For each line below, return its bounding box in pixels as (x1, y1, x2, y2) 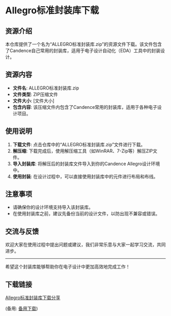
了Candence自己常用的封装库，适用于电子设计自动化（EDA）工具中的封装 (5, 48, 161, 54)
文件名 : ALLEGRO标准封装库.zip (12, 85, 79, 91)
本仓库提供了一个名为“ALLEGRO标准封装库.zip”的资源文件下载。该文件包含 (5, 41, 162, 47)
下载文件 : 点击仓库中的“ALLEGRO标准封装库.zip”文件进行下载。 (12, 141, 146, 147)
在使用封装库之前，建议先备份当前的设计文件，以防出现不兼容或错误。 (12, 211, 160, 217)
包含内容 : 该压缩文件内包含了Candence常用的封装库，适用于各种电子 (12, 104, 158, 110)
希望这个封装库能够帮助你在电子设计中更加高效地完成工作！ (5, 264, 130, 270)
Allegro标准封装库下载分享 (5, 295, 61, 301)
